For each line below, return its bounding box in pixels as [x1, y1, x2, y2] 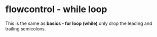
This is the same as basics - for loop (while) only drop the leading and [5, 20, 152, 26]
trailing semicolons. [5, 25, 46, 31]
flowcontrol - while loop [5, 4, 107, 15]
